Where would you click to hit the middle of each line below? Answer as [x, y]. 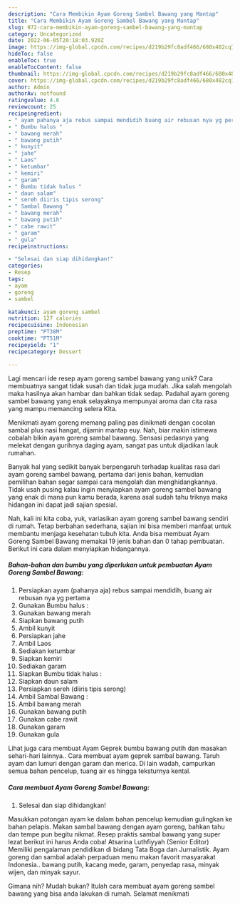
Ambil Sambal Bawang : [53, 697]
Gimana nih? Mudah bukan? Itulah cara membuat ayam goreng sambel [111, 886]
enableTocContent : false [45, 67]
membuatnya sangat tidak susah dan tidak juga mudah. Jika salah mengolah [120, 385]
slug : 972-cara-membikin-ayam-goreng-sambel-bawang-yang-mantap [105, 27]
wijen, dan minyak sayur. [44, 872]
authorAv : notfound [37, 93]
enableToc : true [32, 61]
